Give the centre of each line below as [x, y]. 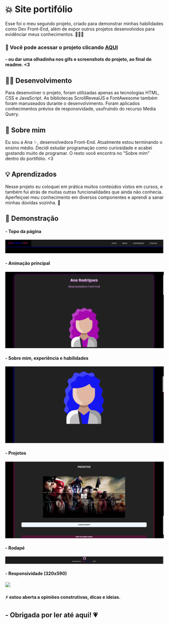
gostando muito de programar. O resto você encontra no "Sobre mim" [77, 153]
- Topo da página [23, 231]
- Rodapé [15, 548]
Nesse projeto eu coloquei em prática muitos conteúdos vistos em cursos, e [84, 186]
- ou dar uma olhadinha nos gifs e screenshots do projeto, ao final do [78, 60]
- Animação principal [28, 263]
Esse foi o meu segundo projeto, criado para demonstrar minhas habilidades [84, 23]
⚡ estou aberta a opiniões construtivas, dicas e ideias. [63, 597]
